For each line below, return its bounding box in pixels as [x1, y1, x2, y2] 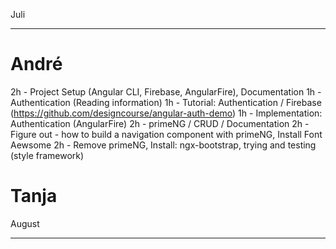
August [10, 217, 40, 229]
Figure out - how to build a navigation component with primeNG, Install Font [10, 128, 323, 140]
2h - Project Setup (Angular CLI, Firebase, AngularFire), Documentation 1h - [10, 85, 322, 98]
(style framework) [10, 149, 85, 161]
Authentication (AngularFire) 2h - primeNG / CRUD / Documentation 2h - [10, 117, 310, 129]
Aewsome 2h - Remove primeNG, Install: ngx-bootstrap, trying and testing [10, 139, 317, 151]
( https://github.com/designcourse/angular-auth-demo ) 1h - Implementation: [10, 107, 323, 119]
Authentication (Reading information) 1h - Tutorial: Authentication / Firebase [10, 96, 322, 108]
